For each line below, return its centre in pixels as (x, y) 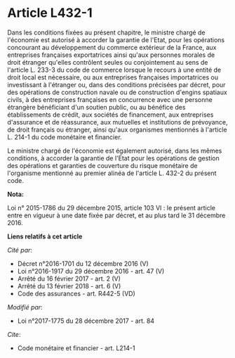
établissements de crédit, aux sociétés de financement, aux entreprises (110, 115)
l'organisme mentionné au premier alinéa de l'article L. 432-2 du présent (112, 173)
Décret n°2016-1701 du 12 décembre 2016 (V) (83, 263)
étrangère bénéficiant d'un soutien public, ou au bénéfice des (96, 107)
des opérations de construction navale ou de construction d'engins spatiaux (117, 92)
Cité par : (20, 250)
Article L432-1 (50, 13)
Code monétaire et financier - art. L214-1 (76, 348)
